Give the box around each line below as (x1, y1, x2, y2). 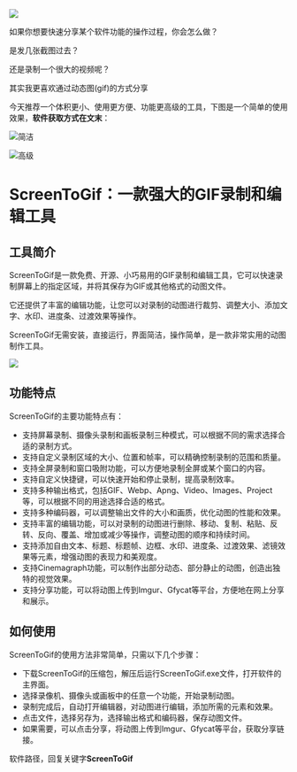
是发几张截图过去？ (9, 45, 80, 56)
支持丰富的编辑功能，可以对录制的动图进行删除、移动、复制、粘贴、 (21, 518, 270, 529)
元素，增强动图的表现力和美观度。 (37, 551, 162, 561)
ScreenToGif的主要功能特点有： (9, 411, 125, 421)
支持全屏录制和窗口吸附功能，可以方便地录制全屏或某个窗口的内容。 (21, 462, 270, 473)
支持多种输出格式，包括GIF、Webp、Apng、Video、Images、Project (21, 484, 273, 495)
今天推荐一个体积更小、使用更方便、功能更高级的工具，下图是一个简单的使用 (9, 102, 288, 112)
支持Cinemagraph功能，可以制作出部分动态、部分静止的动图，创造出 (21, 562, 273, 573)
